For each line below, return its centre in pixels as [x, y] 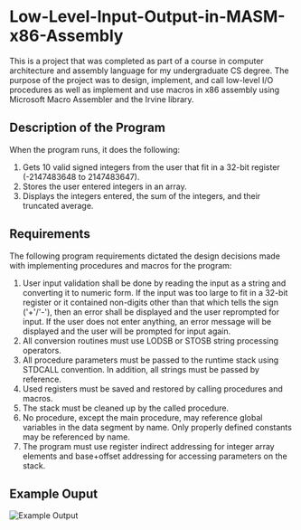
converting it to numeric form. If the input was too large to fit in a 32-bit [155, 292]
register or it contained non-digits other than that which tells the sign [150, 302]
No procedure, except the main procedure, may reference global [142, 417]
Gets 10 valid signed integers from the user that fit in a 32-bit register [151, 167]
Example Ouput [53, 493]
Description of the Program [87, 128]
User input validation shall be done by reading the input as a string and [154, 283]
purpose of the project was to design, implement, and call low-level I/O [141, 80]
